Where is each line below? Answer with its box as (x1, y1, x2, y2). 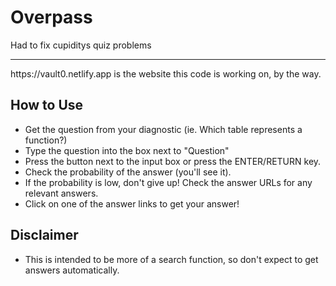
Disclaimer (10, 227, 79, 244)
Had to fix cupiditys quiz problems (10, 39, 152, 51)
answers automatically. (24, 264, 120, 276)
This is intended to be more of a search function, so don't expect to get (24, 253, 319, 265)
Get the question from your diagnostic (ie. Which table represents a (24, 123, 303, 135)
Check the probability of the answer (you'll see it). (24, 166, 232, 178)
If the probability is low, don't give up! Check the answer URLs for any (24, 176, 313, 188)
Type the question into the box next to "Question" (24, 144, 230, 156)
